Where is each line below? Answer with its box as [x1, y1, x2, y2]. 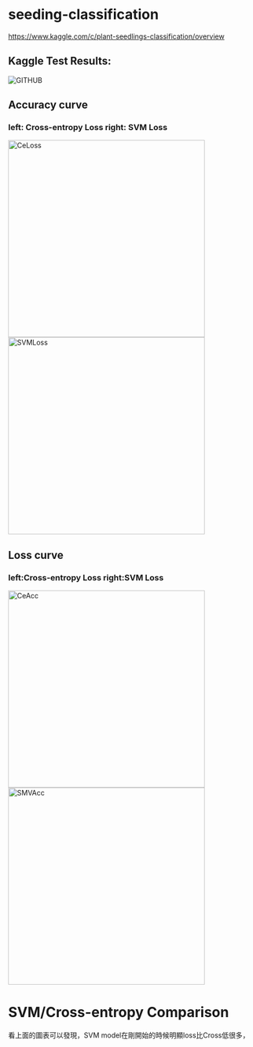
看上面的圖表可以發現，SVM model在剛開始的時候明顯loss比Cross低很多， [8, 1030, 250, 1040]
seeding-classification [8, 6, 159, 24]
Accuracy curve [8, 99, 89, 112]
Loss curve [8, 548, 64, 561]
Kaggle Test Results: [8, 54, 112, 68]
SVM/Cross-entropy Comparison [8, 1004, 229, 1022]
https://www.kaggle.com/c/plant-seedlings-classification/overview [8, 32, 225, 41]
